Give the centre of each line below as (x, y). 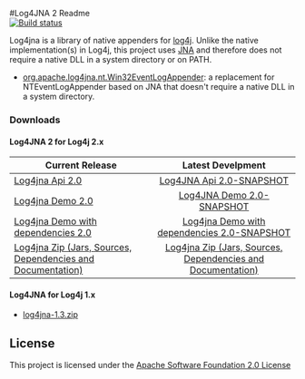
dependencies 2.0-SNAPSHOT (224, 233)
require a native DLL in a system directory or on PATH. (111, 59)
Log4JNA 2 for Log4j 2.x (57, 141)
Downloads (35, 120)
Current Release (81, 165)
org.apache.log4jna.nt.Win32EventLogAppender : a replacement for (148, 77)
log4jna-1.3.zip (50, 315)
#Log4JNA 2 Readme (50, 13)
